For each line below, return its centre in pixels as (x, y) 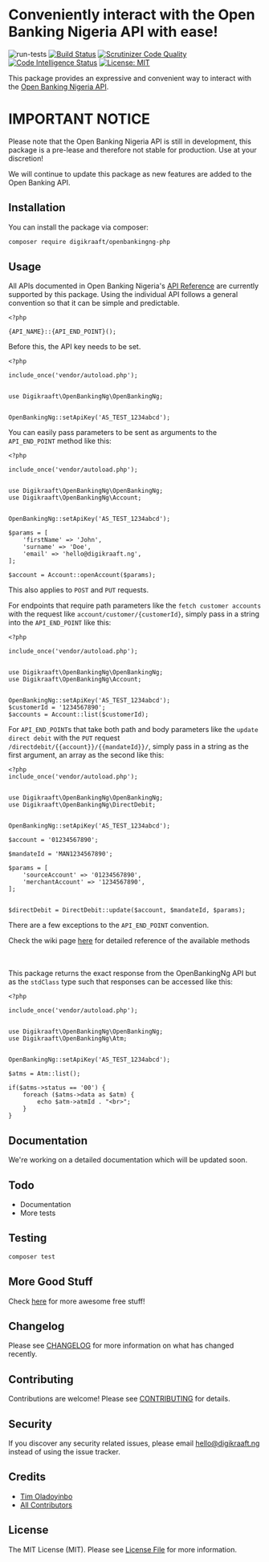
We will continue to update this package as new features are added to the (130, 173)
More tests (38, 1213)
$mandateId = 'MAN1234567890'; (61, 854)
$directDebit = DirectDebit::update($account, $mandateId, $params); (127, 910)
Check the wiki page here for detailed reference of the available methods (129, 941)
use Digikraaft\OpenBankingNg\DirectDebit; (82, 805)
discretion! (26, 158)
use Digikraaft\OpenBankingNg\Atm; (68, 1039)
